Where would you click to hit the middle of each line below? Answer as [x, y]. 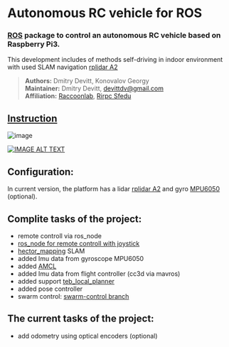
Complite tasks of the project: [75, 219]
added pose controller [50, 289]
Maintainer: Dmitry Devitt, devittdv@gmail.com [94, 89]
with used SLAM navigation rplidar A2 [63, 67]
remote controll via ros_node [59, 235]
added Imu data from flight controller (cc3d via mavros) [99, 273]
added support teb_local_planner [66, 281]
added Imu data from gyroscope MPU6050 [81, 258]
